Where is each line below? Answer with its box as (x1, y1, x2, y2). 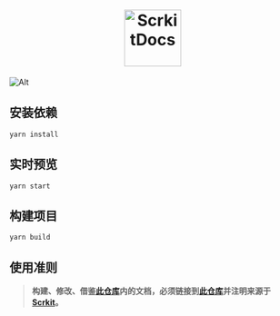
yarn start (9, 182, 51, 191)
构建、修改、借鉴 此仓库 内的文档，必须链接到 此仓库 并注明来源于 (31, 286, 271, 297)
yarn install (9, 130, 59, 139)
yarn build (9, 232, 51, 242)
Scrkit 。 (31, 297, 64, 308)
